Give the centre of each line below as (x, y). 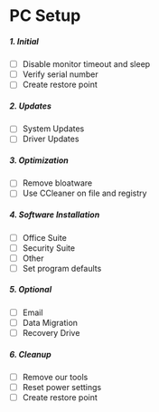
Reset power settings (62, 387)
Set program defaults (62, 268)
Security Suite (48, 248)
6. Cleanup (30, 354)
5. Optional (31, 290)
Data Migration (50, 322)
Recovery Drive (51, 332)
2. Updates (31, 106)
